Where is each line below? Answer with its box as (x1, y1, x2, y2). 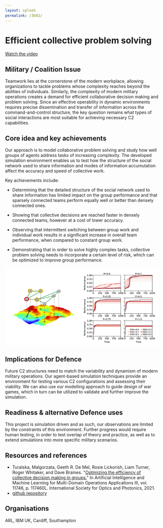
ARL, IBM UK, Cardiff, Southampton (5, 517, 77, 523)
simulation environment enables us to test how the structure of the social (5, 157, 152, 164)
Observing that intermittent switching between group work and (12, 227, 139, 233)
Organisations (5, 504, 49, 513)
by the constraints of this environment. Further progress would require (5, 427, 146, 432)
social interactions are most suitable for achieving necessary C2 (5, 115, 134, 121)
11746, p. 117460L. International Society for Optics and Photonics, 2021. (12, 485, 155, 491)
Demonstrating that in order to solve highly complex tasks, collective (12, 247, 150, 252)
